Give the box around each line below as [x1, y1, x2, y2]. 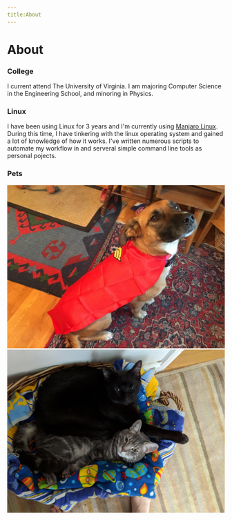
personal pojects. [7, 152, 57, 160]
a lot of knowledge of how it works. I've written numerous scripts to [7, 137, 200, 145]
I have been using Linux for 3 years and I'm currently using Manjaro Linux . [7, 122, 218, 131]
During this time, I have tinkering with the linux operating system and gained [7, 130, 224, 138]
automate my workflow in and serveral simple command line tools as [7, 144, 202, 153]
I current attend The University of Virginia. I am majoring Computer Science [7, 82, 222, 90]
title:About [7, 11, 41, 18]
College [7, 66, 34, 76]
